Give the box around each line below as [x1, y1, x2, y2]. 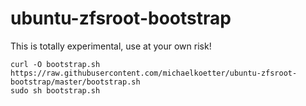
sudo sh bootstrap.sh [10, 85, 101, 96]
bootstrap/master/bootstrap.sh [10, 77, 141, 87]
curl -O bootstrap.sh [10, 59, 101, 69]
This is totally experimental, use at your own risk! [10, 40, 212, 52]
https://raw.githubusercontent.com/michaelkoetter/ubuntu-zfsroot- [10, 68, 298, 78]
